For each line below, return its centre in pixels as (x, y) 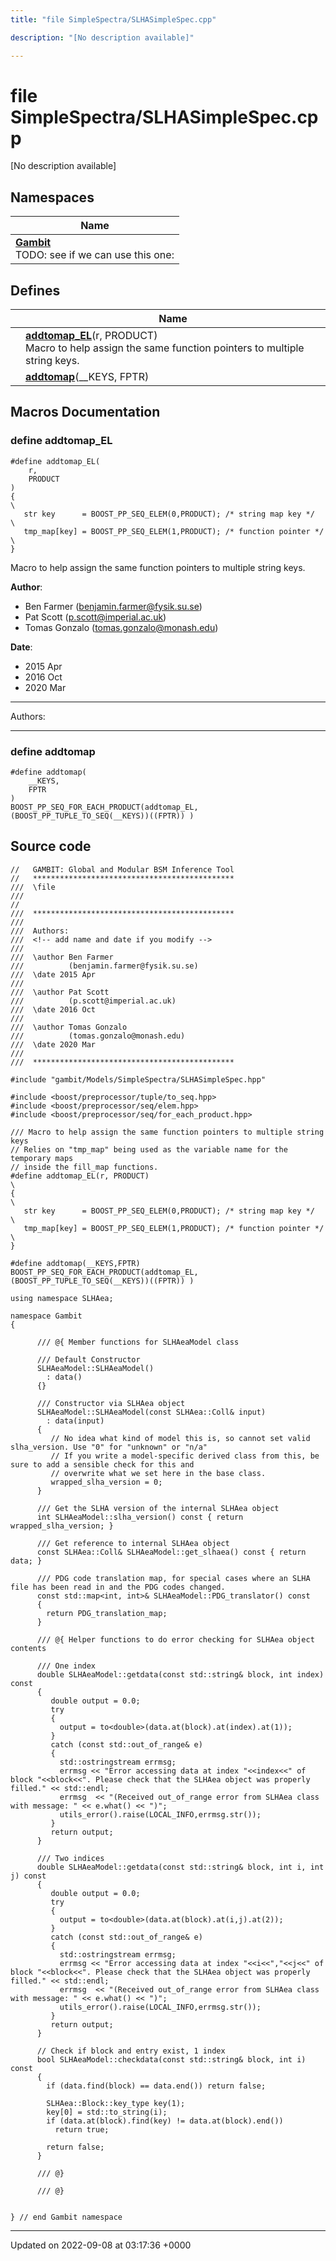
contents (28, 1648)
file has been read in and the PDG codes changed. (118, 1587)
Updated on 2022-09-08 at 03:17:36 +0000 (101, 2245)
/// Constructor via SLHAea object (111, 1403)
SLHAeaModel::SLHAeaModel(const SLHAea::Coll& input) (151, 1412)
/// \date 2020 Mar (53, 1044)
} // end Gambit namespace (66, 2217)
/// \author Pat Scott (60, 992)
